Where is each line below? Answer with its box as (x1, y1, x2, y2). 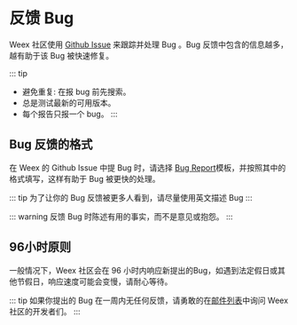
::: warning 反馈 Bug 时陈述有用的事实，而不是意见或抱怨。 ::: (9, 210, 233, 222)
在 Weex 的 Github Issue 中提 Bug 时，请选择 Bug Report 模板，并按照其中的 (9, 162, 286, 173)
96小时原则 (9, 240, 72, 255)
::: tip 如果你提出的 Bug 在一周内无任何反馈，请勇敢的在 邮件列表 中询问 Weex (9, 295, 289, 305)
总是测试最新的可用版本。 (21, 97, 116, 107)
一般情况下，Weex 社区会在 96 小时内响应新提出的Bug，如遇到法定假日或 (9, 265, 277, 275)
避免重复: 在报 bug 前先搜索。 (21, 86, 131, 97)
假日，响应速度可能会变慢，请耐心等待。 (24, 276, 173, 287)
